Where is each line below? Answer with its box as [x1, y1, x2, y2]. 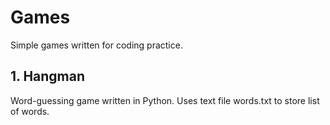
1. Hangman [10, 68, 86, 85]
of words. [10, 105, 50, 117]
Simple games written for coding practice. [10, 39, 183, 51]
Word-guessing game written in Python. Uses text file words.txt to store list [10, 94, 320, 106]
